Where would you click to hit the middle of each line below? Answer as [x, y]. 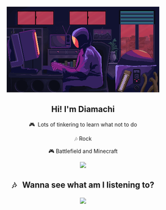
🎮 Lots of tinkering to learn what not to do [83, 124]
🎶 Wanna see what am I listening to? [83, 185]
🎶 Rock [83, 138]
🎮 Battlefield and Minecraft [83, 151]
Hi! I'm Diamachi [83, 109]
